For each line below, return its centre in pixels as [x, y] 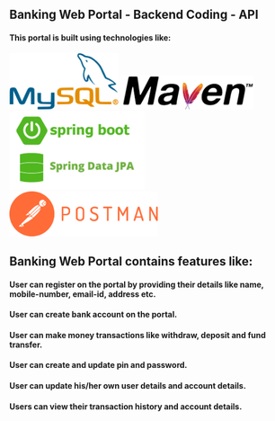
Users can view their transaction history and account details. [126, 406]
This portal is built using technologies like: [90, 37]
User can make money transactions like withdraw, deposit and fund [138, 335]
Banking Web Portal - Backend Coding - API [134, 15]
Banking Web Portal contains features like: [131, 261]
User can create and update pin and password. [98, 365]
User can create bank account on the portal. [93, 315]
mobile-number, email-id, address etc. [83, 294]
